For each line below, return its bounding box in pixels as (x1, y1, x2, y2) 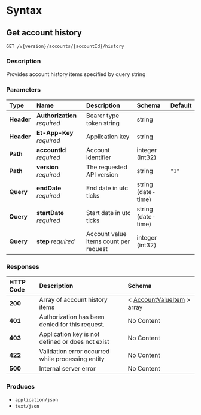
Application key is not (39, 330, 100, 338)
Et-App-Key (36, 128, 74, 137)
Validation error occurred (39, 347, 110, 355)
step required (36, 237, 75, 246)
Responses (6, 262, 40, 271)
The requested (86, 163, 127, 171)
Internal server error (39, 364, 96, 372)
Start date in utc (86, 208, 131, 217)
